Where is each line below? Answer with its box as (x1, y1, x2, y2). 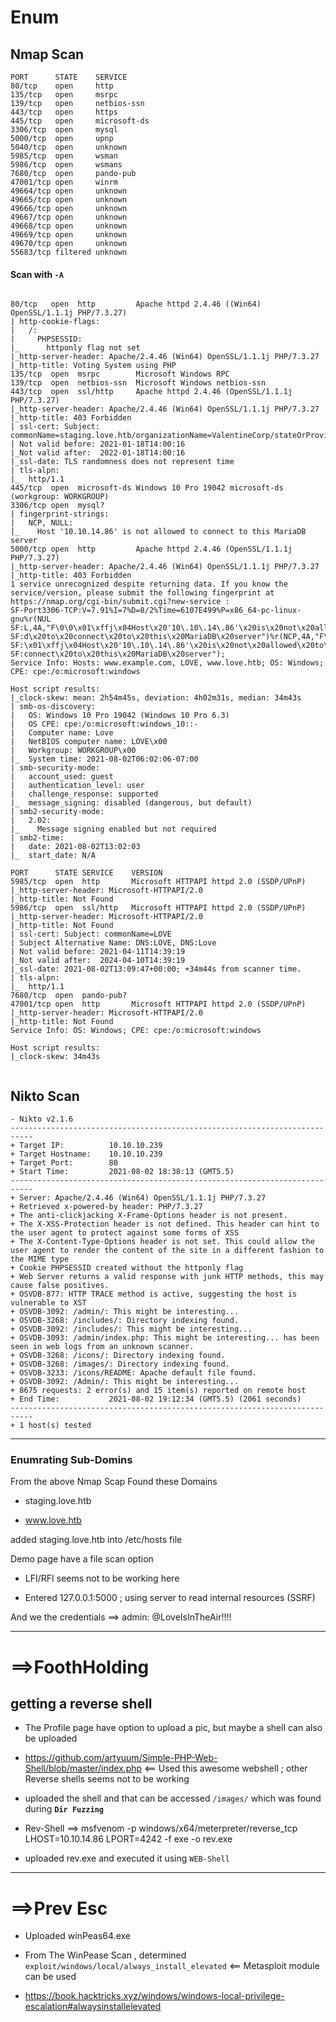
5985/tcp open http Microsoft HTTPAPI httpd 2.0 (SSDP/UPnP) (10, 877, 307, 887)
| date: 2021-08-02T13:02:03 (10, 842, 141, 852)
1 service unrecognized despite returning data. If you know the (10, 579, 288, 590)
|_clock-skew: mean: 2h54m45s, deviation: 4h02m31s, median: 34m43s (10, 693, 302, 703)
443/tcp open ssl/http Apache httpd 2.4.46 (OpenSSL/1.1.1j (10, 387, 293, 397)
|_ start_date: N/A (10, 851, 97, 861)
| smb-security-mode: (10, 763, 101, 773)
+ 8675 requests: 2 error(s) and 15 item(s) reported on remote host (10, 1386, 307, 1396)
